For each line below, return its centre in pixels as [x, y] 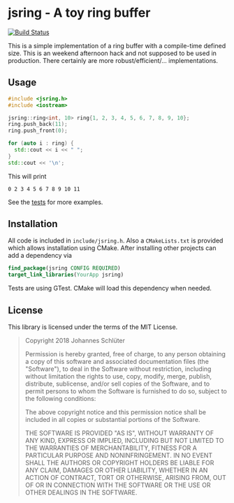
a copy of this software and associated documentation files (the [117, 362]
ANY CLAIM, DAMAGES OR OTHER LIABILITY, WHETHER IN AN [116, 470]
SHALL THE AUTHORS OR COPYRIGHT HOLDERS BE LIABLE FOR [119, 463]
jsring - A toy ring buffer [79, 13]
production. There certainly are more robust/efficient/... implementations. [113, 60]
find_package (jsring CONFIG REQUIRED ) [64, 268]
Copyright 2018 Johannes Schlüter [75, 341]
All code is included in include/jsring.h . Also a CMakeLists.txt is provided [116, 241]
